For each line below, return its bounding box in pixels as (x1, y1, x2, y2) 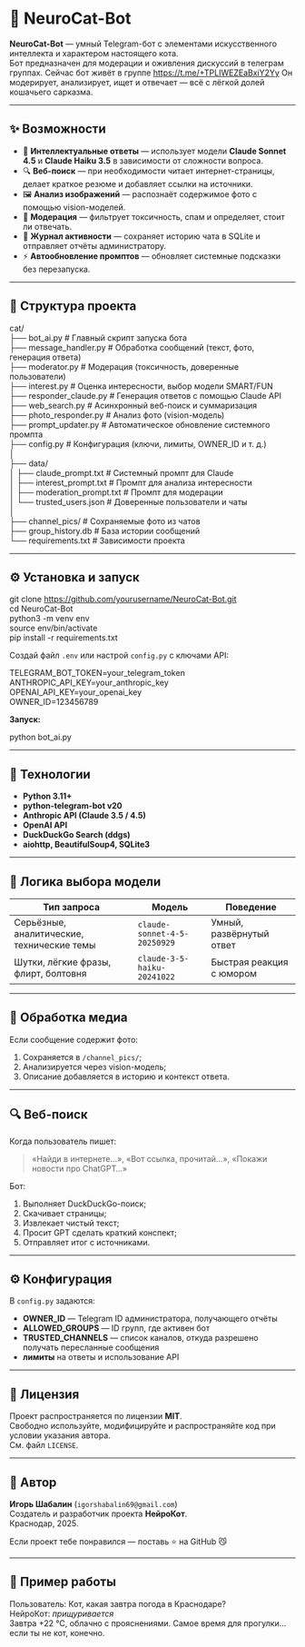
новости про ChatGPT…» (31, 1163, 128, 1174)
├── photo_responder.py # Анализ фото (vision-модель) (9, 409, 225, 421)
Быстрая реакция (211, 956, 289, 968)
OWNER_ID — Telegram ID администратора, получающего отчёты (22, 1313, 279, 1325)
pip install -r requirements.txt (9, 632, 118, 643)
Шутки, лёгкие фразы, (14, 956, 112, 968)
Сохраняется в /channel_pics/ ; (22, 1051, 143, 1062)
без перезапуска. (22, 263, 91, 274)
